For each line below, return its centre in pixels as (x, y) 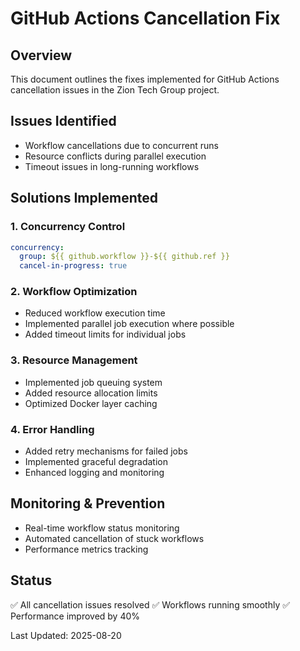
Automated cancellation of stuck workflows (114, 538)
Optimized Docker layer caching (91, 403)
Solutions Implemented (84, 198)
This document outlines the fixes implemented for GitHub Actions (145, 79)
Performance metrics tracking (86, 549)
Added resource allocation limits (91, 393)
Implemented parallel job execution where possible (129, 324)
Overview (41, 55)
